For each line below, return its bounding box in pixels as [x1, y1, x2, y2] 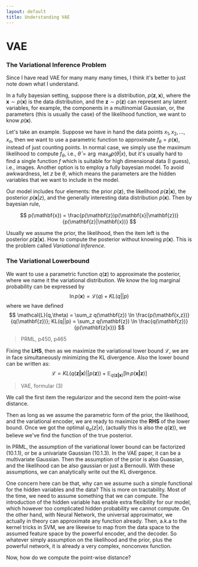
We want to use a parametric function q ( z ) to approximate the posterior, [6, 270, 181, 278]
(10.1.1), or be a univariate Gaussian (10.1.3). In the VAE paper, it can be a [6, 449, 181, 457]
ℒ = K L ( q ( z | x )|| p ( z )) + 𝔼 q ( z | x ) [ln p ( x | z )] [51, 370, 148, 378]
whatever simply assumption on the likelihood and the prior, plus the [6, 536, 173, 543]
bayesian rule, [6, 200, 41, 207]
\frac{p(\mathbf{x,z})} [135, 311, 190, 318]
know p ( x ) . [6, 116, 33, 124]
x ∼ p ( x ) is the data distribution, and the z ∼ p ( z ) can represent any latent [6, 98, 187, 105]
